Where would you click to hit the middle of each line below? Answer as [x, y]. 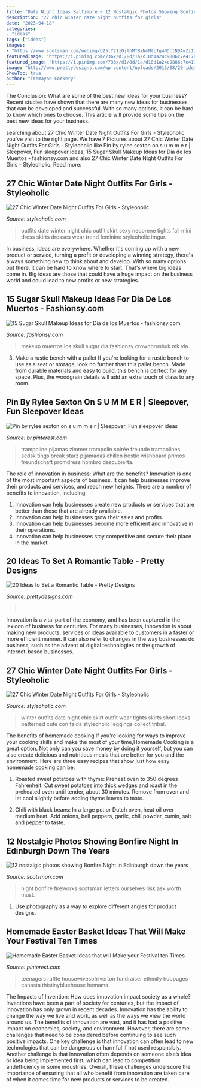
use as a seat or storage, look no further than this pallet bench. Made [100, 364]
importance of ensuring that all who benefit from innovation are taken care [98, 1073]
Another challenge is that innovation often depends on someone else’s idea [99, 1054]
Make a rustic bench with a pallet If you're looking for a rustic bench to [102, 358]
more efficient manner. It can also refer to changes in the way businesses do [100, 639]
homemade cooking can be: [41, 767]
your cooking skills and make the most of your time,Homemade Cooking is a [100, 742]
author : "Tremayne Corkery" [41, 79]
